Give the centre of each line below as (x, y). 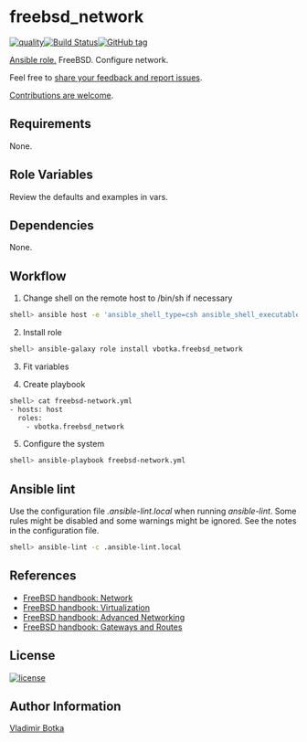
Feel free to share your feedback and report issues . (106, 77)
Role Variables (51, 175)
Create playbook (54, 384)
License (32, 656)
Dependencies (52, 225)
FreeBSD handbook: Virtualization (86, 607)
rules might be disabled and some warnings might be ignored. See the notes (153, 521)
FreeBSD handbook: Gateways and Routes (102, 627)
